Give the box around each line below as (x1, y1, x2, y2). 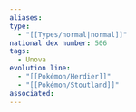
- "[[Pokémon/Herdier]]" (17, 72, 112, 81)
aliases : (9, 13, 43, 23)
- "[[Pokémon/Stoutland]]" (17, 80, 120, 89)
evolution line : (9, 64, 71, 73)
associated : (9, 89, 54, 98)
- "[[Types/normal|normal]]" (17, 30, 128, 39)
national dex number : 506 (9, 38, 107, 48)
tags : (9, 47, 30, 56)
